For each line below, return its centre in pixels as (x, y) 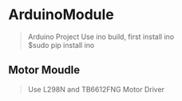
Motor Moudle (44, 70)
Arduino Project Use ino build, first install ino (101, 37)
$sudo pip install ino (61, 45)
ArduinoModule (61, 15)
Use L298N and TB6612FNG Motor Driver (96, 89)
